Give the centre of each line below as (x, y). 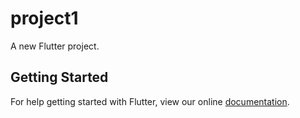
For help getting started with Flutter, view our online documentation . (150, 101)
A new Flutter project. (55, 46)
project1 (44, 18)
